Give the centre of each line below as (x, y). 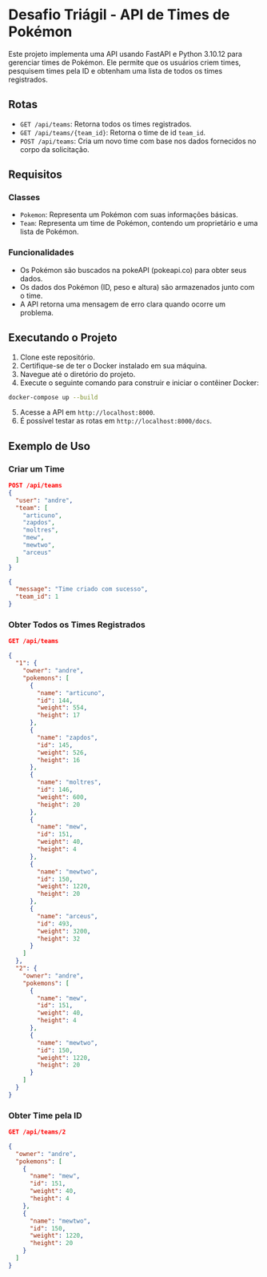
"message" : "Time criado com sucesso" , (82, 589)
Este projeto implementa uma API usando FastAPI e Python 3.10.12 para (125, 54)
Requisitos (35, 175)
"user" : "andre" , (44, 500)
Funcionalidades (41, 252)
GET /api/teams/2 (37, 1132)
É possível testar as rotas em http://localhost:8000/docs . (116, 421)
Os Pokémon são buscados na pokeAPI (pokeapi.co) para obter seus (133, 270)
